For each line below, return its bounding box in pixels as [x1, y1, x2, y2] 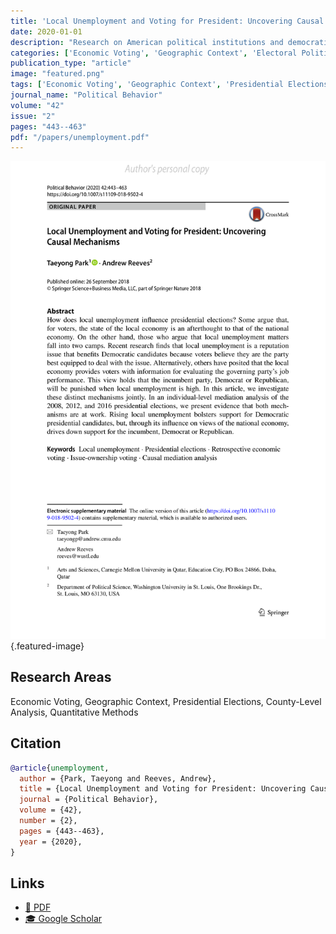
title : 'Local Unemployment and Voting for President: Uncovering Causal [10, 16, 325, 26]
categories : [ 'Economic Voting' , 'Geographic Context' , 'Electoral [10, 48, 298, 58]
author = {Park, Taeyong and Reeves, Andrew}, [19, 773, 217, 784]
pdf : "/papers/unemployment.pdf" [10, 132, 150, 142]
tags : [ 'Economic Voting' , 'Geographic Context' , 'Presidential [10, 80, 284, 90]
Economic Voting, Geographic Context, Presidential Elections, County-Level [10, 695, 322, 707]
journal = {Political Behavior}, [19, 795, 159, 805]
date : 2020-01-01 [10, 26, 83, 37]
